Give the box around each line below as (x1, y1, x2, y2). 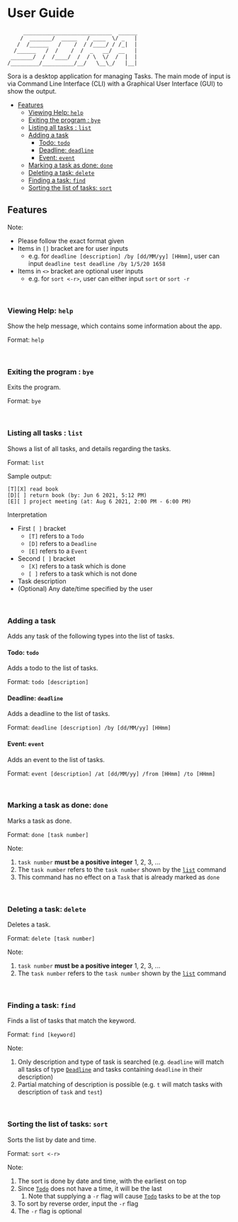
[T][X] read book (7, 486, 59, 493)
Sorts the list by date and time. (7, 1136, 97, 1144)
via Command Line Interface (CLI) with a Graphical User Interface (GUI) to (7, 79, 223, 88)
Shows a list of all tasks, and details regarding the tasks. (7, 444, 171, 453)
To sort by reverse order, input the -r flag (17, 1199, 139, 1208)
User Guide (7, 5, 75, 21)
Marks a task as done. (7, 817, 72, 825)
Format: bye (7, 397, 41, 405)
